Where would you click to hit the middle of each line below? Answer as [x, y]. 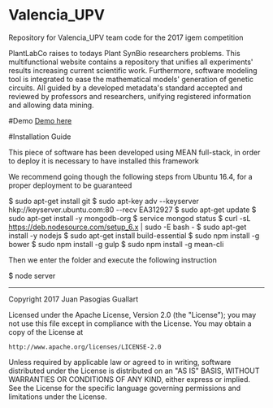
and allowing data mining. [52, 105]
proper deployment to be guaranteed [70, 185]
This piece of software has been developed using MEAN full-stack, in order [134, 152]
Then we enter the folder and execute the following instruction [113, 260]
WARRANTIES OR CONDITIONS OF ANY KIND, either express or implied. [129, 379]
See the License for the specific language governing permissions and [125, 388]
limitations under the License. [58, 397]
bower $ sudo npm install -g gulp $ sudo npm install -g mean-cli [116, 244]
